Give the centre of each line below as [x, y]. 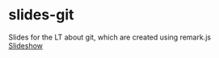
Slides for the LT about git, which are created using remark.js [110, 37]
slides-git [41, 15]
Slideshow [25, 45]
